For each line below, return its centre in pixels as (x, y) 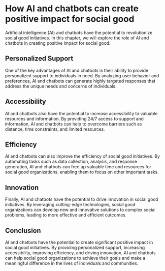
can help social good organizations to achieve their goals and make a (75, 258)
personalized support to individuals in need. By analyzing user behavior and (82, 75)
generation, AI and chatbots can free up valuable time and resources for (78, 167)
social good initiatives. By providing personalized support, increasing (75, 247)
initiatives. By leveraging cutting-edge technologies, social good (70, 205)
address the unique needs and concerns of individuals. (61, 86)
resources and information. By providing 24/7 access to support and (74, 119)
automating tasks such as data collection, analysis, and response (71, 162)
